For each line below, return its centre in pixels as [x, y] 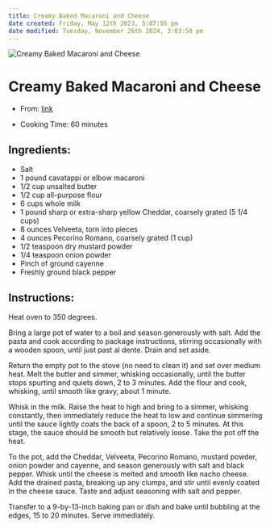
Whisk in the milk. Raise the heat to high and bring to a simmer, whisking [129, 406]
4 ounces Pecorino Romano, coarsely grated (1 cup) [106, 238]
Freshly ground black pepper [68, 272]
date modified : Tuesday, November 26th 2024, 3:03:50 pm [106, 31]
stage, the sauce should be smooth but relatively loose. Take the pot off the [134, 432]
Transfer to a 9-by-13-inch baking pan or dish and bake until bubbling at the [134, 506]
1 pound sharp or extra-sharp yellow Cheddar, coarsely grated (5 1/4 [134, 212]
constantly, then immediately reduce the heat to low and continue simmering [135, 415]
